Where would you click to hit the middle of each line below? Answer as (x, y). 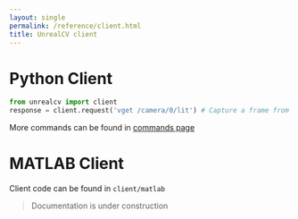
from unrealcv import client (63, 102)
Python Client (61, 78)
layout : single (37, 17)
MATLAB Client (67, 164)
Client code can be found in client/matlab (87, 188)
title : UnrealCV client (54, 34)
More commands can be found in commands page (102, 128)
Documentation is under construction (99, 206)
